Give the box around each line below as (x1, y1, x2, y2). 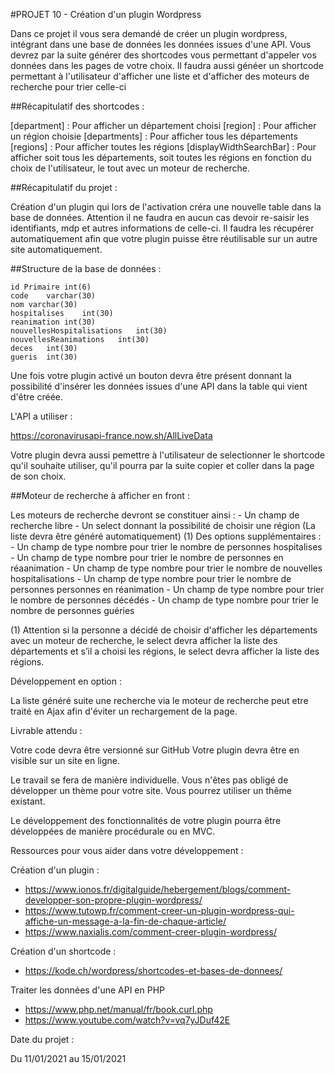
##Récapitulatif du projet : (10, 182, 118, 193)
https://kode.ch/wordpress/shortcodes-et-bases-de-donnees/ (24, 965, 283, 976)
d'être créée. (10, 391, 63, 403)
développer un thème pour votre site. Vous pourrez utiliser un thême (10, 785, 292, 796)
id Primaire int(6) (10, 282, 92, 292)
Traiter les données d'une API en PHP (10, 984, 165, 996)
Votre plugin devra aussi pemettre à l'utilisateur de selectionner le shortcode (10, 449, 326, 461)
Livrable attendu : (10, 725, 83, 736)
